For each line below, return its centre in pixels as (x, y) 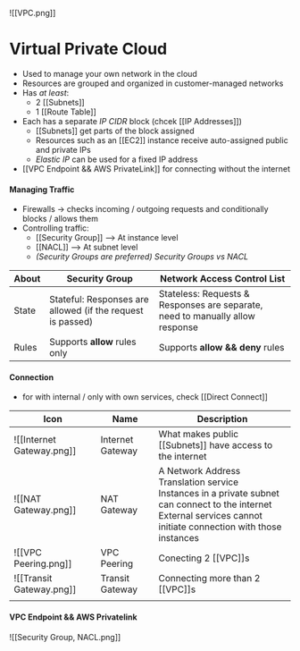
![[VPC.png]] (33, 13)
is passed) (71, 322)
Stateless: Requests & (204, 294)
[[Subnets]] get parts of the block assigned (115, 131)
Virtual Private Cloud (88, 49)
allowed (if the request (96, 310)
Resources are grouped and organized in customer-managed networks (153, 83)
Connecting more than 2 (209, 579)
